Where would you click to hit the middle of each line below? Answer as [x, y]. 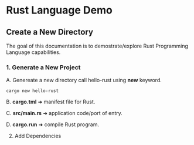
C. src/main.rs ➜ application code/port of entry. [64, 113]
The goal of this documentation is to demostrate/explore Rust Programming [97, 46]
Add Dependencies [38, 136]
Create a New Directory [50, 32]
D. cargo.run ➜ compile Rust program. [53, 124]
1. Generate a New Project [43, 67]
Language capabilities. [33, 52]
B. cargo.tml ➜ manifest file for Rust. [51, 102]
